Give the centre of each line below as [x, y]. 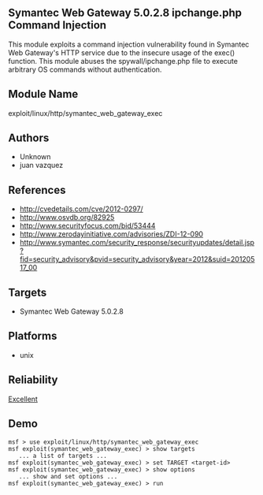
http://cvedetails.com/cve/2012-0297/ [81, 209]
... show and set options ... [68, 476]
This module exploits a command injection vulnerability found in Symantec [129, 44]
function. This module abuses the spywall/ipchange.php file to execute [123, 61]
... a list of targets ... [63, 456]
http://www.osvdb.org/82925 [67, 218]
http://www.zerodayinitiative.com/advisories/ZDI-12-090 [111, 234]
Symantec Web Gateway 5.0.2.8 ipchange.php [125, 13]
